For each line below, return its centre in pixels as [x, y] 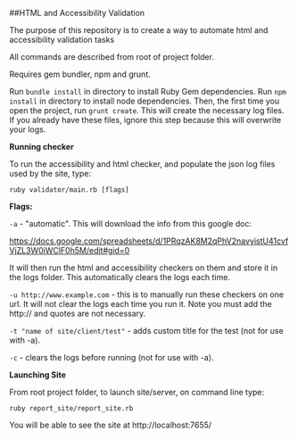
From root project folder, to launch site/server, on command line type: [137, 392]
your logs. [28, 129]
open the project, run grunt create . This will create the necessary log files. [147, 110]
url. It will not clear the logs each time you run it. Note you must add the [141, 304]
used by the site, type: [50, 174]
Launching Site [38, 375]
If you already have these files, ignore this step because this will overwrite [145, 120]
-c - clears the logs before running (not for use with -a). [112, 357]
